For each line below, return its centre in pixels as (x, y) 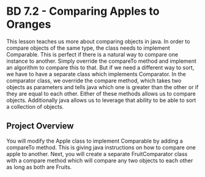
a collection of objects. (35, 106)
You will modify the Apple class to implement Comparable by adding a (95, 141)
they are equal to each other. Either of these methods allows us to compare (101, 93)
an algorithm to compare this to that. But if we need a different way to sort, (100, 67)
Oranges (29, 24)
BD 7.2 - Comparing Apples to (83, 11)
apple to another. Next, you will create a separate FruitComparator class (97, 154)
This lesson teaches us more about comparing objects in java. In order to (98, 41)
